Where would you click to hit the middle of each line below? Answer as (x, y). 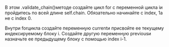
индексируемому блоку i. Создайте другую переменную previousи (78, 33)
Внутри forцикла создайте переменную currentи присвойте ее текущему (84, 28)
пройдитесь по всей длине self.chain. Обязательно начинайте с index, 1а (84, 13)
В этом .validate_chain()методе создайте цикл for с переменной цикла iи (84, 7)
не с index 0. (18, 18)
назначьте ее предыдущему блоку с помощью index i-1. (66, 39)
